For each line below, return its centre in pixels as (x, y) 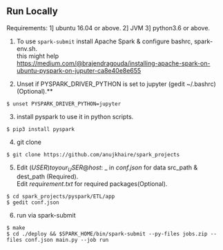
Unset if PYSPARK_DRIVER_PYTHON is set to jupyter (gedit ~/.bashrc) (116, 84)
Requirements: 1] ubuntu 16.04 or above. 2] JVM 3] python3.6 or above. (108, 28)
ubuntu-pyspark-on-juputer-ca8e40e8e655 (79, 70)
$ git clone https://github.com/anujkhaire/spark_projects (93, 154)
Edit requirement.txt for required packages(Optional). (92, 184)
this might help (38, 56)
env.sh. (27, 48)
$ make (16, 228)
